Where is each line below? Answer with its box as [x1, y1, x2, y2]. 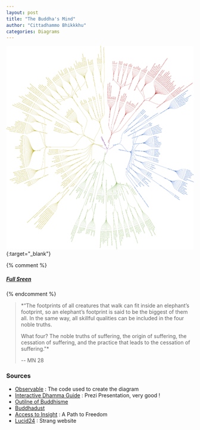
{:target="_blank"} [6, 250, 51, 258]
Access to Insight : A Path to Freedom [14, 410, 108, 417]
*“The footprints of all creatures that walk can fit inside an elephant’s [20, 302, 189, 310]
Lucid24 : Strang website [14, 417, 77, 424]
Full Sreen [6, 275, 32, 283]
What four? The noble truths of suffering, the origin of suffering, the [20, 333, 187, 340]
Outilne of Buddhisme [14, 398, 68, 405]
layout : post [6, 10, 39, 16]
